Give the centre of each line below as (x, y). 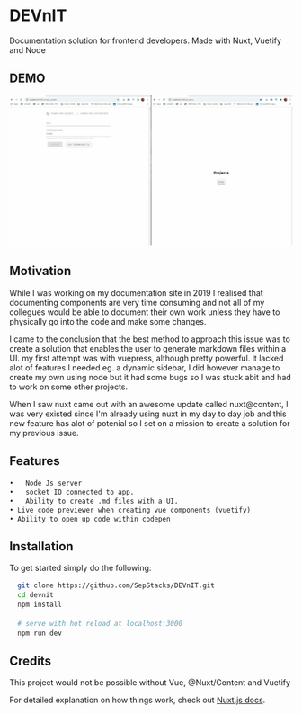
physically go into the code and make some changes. (108, 321)
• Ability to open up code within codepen (90, 519)
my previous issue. (44, 433)
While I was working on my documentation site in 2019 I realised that (136, 292)
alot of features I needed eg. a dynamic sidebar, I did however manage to (145, 367)
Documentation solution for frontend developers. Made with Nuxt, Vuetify (145, 40)
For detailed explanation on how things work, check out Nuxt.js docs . (138, 700)
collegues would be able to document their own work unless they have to (145, 312)
